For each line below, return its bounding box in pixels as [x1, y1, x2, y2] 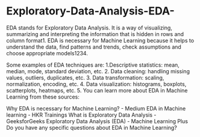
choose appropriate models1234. [6, 49, 89, 56]
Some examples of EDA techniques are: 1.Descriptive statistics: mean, [6, 61, 180, 68]
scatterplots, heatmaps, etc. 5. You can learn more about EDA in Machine [6, 87, 188, 94]
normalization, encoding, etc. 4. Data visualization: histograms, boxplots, [6, 80, 187, 88]
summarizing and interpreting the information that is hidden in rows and [6, 30, 184, 37]
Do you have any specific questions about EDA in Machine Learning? [6, 124, 178, 131]
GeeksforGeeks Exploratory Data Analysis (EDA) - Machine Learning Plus [6, 117, 189, 124]
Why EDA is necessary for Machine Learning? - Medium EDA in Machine [6, 105, 186, 112]
